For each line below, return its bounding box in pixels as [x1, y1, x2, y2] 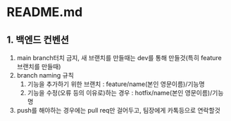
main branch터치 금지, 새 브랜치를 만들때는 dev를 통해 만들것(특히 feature [16, 54, 223, 62]
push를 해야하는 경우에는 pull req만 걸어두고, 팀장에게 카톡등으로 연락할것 [16, 106, 221, 114]
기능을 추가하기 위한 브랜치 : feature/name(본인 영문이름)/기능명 [27, 80, 205, 88]
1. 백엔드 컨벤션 [6, 34, 70, 45]
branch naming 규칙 [16, 71, 75, 79]
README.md [6, 4, 83, 20]
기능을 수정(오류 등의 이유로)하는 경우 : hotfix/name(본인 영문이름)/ [27, 89, 213, 97]
